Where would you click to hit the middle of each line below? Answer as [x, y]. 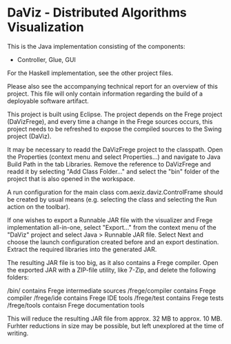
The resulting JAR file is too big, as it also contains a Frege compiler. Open [113, 262]
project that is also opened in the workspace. [71, 179]
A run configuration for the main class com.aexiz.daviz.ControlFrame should [115, 192]
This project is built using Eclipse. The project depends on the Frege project [115, 114]
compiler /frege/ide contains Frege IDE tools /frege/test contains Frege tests [115, 298]
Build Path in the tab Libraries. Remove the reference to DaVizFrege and [109, 164]
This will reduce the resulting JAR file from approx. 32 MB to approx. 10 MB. [115, 319]
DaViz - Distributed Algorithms [97, 13]
